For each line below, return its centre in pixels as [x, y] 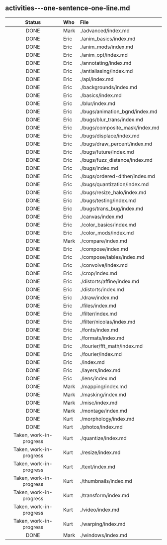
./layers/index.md [100, 370]
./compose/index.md [104, 249]
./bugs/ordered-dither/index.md [118, 176]
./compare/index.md [104, 241]
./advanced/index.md [105, 30]
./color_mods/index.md [107, 232]
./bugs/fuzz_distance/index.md [116, 160]
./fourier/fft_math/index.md [112, 346]
